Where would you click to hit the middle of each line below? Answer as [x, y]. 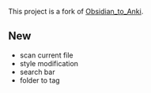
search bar [37, 72]
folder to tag [40, 80]
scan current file [46, 55]
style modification [49, 63]
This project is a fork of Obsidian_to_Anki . [76, 11]
